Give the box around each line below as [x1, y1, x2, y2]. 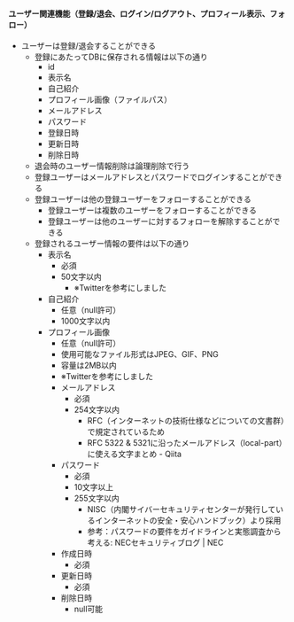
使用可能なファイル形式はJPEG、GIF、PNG [60, 349, 219, 360]
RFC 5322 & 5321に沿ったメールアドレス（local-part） [87, 438, 287, 448]
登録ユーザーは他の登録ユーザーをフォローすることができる [34, 194, 251, 205]
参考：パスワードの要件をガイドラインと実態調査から [87, 526, 282, 537]
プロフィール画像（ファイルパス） [47, 94, 173, 105]
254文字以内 [73, 404, 120, 416]
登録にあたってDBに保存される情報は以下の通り [34, 51, 209, 62]
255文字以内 [73, 493, 120, 504]
